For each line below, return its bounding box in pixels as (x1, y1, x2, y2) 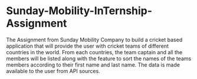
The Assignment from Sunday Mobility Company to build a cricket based (6, 36, 183, 43)
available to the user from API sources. (6, 67, 100, 74)
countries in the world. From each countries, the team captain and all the (6, 48, 183, 55)
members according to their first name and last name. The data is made (6, 61, 180, 68)
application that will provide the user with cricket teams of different (6, 42, 169, 50)
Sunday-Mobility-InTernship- (6, 4, 152, 18)
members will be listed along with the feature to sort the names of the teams (6, 55, 192, 62)
